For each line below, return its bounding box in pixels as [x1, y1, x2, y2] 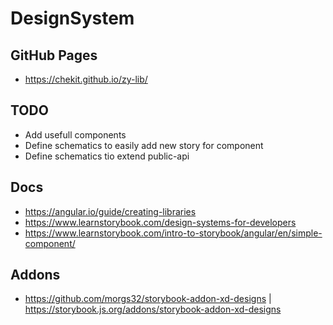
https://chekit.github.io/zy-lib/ [24, 73, 148, 85]
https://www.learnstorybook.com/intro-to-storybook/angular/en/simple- [24, 227, 323, 239]
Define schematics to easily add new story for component [24, 139, 264, 151]
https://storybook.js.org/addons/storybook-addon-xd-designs [24, 303, 282, 316]
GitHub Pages [10, 47, 98, 64]
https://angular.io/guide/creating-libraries [24, 205, 197, 217]
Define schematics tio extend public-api [24, 150, 190, 162]
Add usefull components [24, 128, 127, 141]
